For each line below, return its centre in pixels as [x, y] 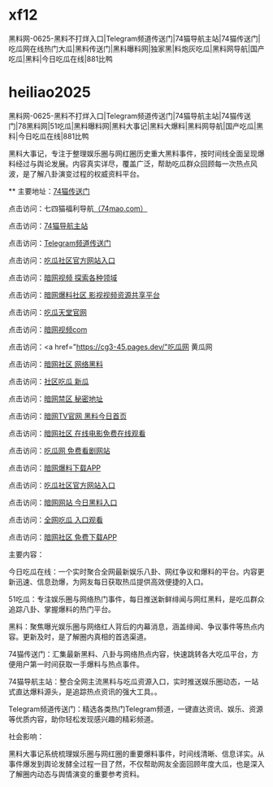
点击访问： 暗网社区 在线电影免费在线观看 [77, 433]
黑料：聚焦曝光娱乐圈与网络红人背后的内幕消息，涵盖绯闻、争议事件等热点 [133, 626]
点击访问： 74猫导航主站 [48, 225]
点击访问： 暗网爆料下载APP [55, 468]
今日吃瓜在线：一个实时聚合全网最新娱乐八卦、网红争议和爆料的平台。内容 [133, 571]
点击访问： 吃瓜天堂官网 [48, 312]
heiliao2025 [50, 92]
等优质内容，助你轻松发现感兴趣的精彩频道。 [83, 719]
